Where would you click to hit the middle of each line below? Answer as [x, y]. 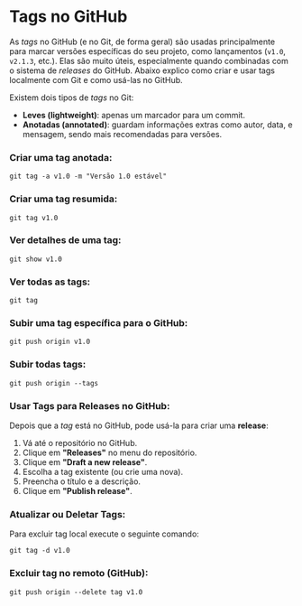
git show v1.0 [36, 259]
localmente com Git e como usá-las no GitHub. [96, 79]
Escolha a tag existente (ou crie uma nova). [102, 472]
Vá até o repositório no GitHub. [80, 443]
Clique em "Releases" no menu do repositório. [110, 452]
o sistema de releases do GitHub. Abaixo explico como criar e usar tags [142, 70]
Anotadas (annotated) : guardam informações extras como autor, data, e [157, 125]
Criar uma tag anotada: [61, 157]
